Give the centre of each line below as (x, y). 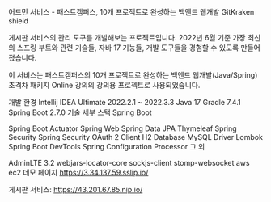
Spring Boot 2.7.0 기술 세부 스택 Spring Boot (80, 112)
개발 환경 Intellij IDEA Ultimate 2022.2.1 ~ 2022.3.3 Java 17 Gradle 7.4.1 (125, 102)
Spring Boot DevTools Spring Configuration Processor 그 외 (107, 147)
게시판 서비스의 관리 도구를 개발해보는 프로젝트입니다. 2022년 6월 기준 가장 (127, 38)
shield (19, 21)
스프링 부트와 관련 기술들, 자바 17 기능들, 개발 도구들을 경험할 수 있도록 (128, 48)
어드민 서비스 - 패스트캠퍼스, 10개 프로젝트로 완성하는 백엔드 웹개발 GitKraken (131, 12)
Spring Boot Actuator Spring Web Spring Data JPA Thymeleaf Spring (123, 128)
